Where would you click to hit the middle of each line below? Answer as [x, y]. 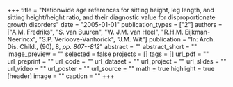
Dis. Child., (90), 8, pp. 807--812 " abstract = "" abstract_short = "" [102, 47]
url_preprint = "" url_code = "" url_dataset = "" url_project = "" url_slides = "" [117, 61]
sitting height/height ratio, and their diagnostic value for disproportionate [111, 17]
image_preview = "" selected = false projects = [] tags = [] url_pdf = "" [108, 54]
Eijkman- [198, 32]
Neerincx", [22, 39]
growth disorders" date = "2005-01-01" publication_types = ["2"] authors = [115, 25]
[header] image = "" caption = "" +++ [61, 76]
